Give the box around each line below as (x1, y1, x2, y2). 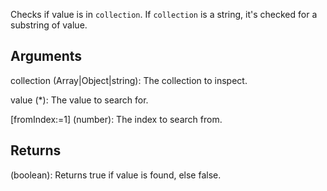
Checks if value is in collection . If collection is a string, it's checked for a (10, 9, 318, 20)
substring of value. (10, 19, 88, 31)
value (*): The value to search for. (10, 94, 149, 106)
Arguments (10, 48, 83, 65)
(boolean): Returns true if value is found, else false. (10, 169, 222, 181)
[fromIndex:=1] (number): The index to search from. (10, 113, 223, 125)
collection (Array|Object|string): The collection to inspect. (10, 74, 248, 86)
